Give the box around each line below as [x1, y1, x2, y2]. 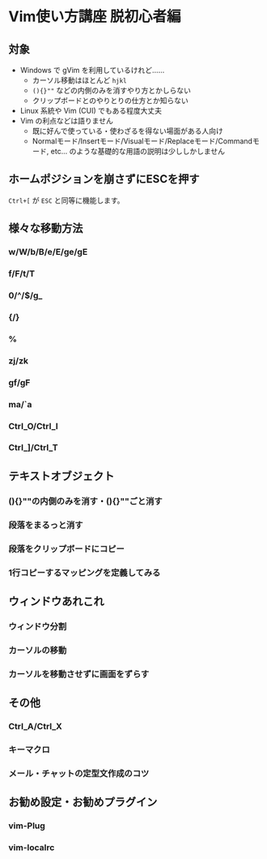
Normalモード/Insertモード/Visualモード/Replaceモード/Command [32, 136, 253, 146]
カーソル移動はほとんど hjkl [32, 75, 127, 85]
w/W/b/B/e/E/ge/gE [8, 247, 88, 258]
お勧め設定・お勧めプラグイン [8, 796, 158, 810]
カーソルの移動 [8, 644, 67, 655]
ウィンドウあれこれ [8, 594, 104, 608]
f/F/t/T [8, 268, 35, 280]
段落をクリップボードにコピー [8, 543, 125, 554]
